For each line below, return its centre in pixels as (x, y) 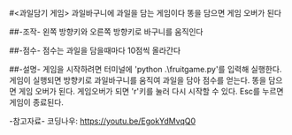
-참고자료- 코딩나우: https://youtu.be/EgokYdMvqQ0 (103, 121)
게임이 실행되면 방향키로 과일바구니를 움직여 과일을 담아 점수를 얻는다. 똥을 (138, 80)
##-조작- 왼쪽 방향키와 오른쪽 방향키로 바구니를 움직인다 (106, 32)
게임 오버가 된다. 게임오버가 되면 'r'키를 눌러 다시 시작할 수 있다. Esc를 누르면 (151, 91)
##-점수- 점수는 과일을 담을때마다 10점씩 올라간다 (95, 50)
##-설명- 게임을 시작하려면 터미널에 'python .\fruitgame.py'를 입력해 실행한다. (146, 69)
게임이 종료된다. (37, 102)
